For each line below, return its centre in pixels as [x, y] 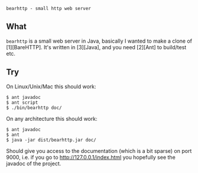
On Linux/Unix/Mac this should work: [51, 86]
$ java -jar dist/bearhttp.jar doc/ [51, 140]
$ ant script [22, 102]
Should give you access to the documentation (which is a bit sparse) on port [99, 150]
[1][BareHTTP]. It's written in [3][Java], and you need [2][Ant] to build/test [96, 47]
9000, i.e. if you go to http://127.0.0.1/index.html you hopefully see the [91, 157]
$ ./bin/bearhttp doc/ [34, 108]
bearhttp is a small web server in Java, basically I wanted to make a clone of [99, 41]
